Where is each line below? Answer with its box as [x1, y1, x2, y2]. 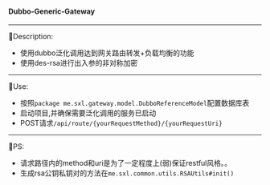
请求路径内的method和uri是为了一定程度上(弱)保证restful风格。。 [19, 159, 232, 168]
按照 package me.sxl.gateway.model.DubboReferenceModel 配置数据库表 [19, 99, 250, 108]
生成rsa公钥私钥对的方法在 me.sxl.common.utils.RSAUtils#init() [19, 168, 235, 178]
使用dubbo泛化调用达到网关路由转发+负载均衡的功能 [19, 48, 194, 58]
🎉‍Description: [8, 32, 54, 42]
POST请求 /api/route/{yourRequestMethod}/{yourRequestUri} [19, 119, 223, 128]
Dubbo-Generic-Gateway [8, 6, 95, 16]
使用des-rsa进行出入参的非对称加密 [19, 58, 138, 68]
